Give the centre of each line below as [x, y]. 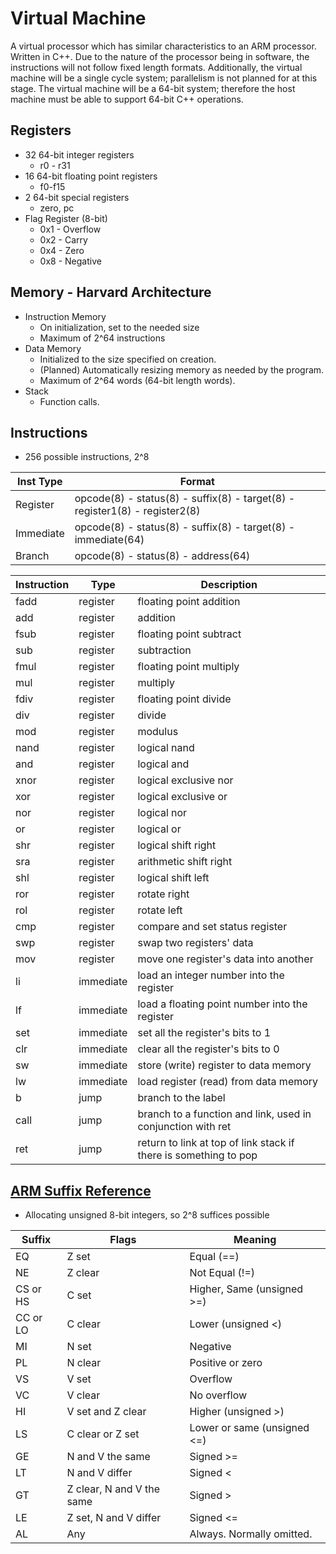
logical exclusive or [182, 797]
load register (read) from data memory [228, 1082]
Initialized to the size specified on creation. [128, 359]
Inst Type [40, 482]
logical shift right [177, 845]
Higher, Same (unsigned [246, 1289]
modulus [158, 732]
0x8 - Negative [70, 261]
